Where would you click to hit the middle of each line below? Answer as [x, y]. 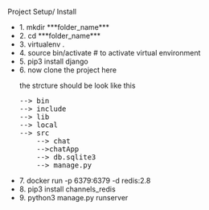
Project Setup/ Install [42, 12]
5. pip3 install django [54, 61]
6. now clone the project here [68, 70]
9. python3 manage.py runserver [74, 198]
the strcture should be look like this [77, 85]
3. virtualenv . [42, 44]
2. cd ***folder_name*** [60, 36]
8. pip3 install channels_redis [67, 189]
